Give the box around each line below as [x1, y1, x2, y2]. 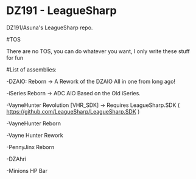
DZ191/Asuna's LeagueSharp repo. [6, 24, 93, 31]
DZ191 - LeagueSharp [6, 4, 117, 18]
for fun [6, 54, 24, 61]
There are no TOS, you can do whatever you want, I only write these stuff [6, 47, 191, 55]
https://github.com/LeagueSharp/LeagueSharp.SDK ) [6, 108, 140, 115]
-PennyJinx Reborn [6, 143, 55, 150]
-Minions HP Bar [6, 167, 47, 174]
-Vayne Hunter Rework [6, 131, 63, 139]
